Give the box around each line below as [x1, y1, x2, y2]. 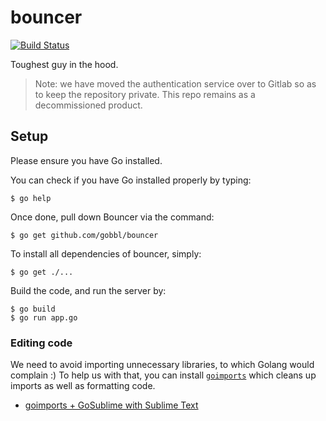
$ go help [10, 193, 52, 203]
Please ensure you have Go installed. [10, 154, 163, 166]
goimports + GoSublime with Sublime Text [24, 399, 199, 411]
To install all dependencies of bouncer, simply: [10, 247, 202, 260]
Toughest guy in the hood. [10, 58, 119, 70]
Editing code [10, 336, 73, 350]
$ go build [10, 304, 56, 314]
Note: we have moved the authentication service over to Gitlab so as [34, 77, 317, 90]
